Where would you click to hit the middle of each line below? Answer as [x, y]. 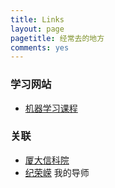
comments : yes [40, 47]
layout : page [37, 29]
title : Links [37, 19]
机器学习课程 [51, 108]
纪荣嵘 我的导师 [57, 172]
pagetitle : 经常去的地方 [57, 38]
